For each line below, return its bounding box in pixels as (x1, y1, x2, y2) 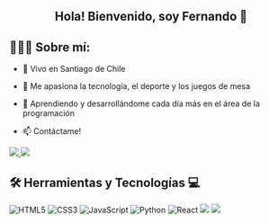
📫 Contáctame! (22, 126, 82, 137)
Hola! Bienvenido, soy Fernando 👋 (54, 9, 248, 24)
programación (22, 108, 75, 119)
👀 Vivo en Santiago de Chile (22, 64, 126, 75)
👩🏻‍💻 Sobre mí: (9, 40, 91, 55)
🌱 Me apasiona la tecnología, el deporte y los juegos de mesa (22, 81, 251, 92)
